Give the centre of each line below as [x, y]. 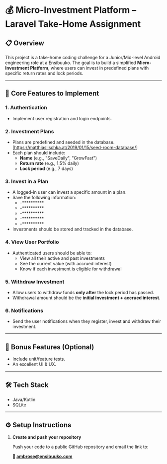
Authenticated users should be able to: [52, 253]
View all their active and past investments [62, 258]
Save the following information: [44, 198]
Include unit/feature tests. [39, 359]
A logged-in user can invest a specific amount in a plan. [69, 192]
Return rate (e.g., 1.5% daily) [49, 163]
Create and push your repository [47, 437]
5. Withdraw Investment [35, 282]
